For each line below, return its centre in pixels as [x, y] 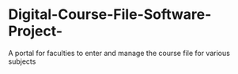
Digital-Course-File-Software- [110, 15]
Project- [36, 31]
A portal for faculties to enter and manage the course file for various [119, 53]
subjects [22, 61]
